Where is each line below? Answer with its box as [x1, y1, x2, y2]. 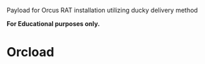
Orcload [6, 44, 54, 60]
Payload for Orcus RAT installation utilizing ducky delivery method [6, 6, 198, 14]
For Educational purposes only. [6, 20, 100, 27]
